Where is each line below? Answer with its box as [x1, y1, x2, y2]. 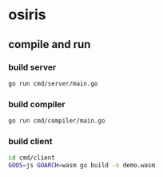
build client [8, 135, 53, 147]
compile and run [8, 38, 91, 51]
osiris [8, 6, 46, 24]
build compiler [8, 99, 66, 110]
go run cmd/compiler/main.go [8, 117, 105, 125]
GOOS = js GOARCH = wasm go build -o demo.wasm [8, 162, 156, 170]
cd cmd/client [8, 154, 56, 162]
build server [8, 62, 57, 73]
